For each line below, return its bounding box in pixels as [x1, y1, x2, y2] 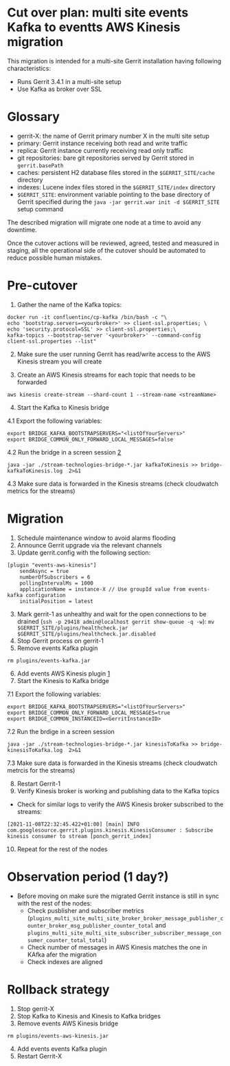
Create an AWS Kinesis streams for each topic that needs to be [16, 370, 196, 379]
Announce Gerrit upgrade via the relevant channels [16, 541, 163, 549]
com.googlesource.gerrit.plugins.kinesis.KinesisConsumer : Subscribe [7, 826, 214, 834]
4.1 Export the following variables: [7, 417, 102, 425]
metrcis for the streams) [7, 766, 76, 774]
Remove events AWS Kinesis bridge [16, 1019, 119, 1027]
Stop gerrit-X [16, 1004, 54, 1013]
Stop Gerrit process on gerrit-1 [16, 636, 104, 645]
